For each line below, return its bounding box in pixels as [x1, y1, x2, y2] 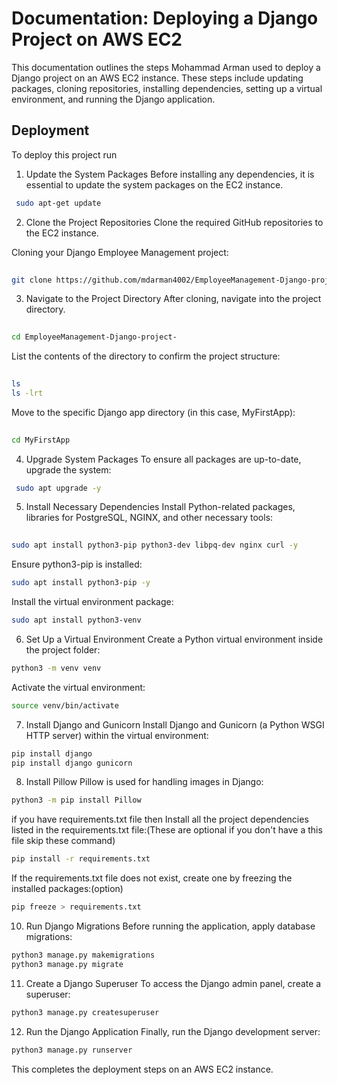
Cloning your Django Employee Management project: [11, 246, 229, 258]
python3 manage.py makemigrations [11, 950, 156, 960]
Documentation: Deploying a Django [11, 7, 319, 30]
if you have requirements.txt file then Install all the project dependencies [11, 813, 309, 826]
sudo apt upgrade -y [15, 483, 102, 493]
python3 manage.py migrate [11, 959, 124, 969]
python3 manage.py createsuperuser [11, 1007, 160, 1017]
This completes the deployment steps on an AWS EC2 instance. [11, 1063, 274, 1075]
